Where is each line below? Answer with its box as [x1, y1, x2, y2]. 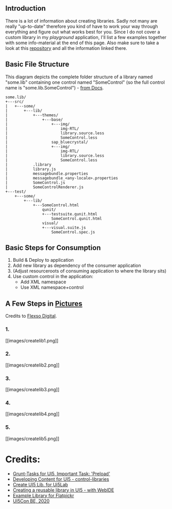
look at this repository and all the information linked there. [5, 45, 127, 51]
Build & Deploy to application [12, 257, 74, 263]
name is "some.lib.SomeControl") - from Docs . [5, 84, 104, 90]
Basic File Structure [5, 60, 69, 69]
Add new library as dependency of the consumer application [12, 262, 141, 269]
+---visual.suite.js [42, 225, 86, 230]
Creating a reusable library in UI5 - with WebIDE [12, 487, 114, 493]
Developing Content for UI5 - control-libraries [12, 476, 109, 482]
